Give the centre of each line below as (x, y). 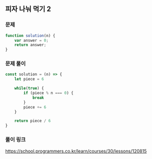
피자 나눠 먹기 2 (28, 9)
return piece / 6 (33, 121)
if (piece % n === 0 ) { (48, 93)
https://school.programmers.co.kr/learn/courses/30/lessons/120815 (76, 151)
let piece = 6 (29, 79)
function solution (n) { (30, 35)
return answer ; (30, 45)
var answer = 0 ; (32, 40)
